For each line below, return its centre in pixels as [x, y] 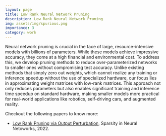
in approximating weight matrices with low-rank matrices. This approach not [83, 83]
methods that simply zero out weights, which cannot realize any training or [81, 73]
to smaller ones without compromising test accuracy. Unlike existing [75, 68]
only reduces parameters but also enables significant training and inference [82, 88]
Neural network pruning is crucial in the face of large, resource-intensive [79, 47]
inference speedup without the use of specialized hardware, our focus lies [81, 78]
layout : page [19, 10]
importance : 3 [20, 28]
